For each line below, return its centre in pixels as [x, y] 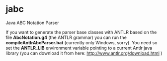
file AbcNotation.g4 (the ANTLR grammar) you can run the [66, 37]
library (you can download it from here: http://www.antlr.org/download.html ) [84, 53]
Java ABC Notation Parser [32, 23]
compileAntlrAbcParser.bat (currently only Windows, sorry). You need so [82, 42]
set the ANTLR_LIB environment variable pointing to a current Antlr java [79, 48]
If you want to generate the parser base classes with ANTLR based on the [81, 32]
